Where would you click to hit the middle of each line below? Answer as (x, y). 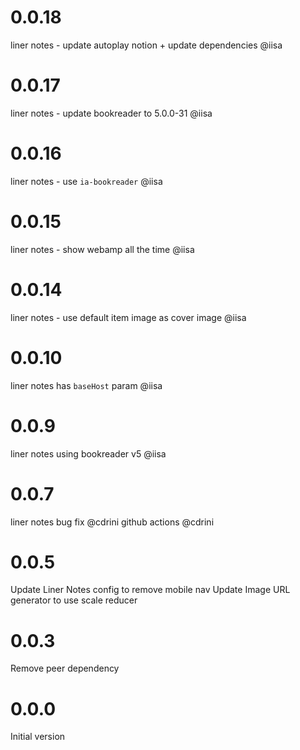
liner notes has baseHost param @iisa (86, 385)
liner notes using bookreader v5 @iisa (88, 453)
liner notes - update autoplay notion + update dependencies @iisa (146, 45)
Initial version (38, 737)
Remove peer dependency (65, 668)
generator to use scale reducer (74, 600)
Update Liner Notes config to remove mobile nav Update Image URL (150, 590)
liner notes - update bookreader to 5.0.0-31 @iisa (111, 113)
